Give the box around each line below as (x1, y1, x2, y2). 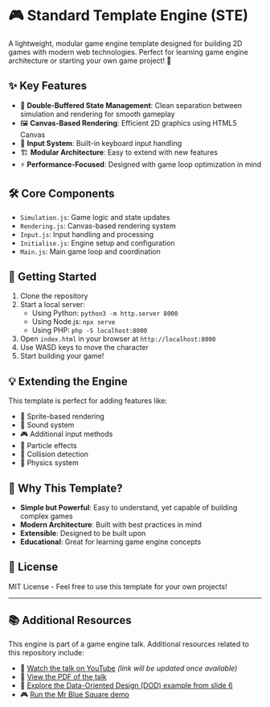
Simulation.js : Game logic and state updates (19, 212, 170, 222)
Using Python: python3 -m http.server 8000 (31, 308, 178, 318)
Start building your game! (19, 351, 104, 361)
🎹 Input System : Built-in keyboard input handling (19, 138, 182, 148)
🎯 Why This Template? (8, 481, 123, 495)
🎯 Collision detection (19, 449, 89, 460)
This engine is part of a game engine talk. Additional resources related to (8, 638, 249, 649)
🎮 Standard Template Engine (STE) (8, 6, 249, 25)
